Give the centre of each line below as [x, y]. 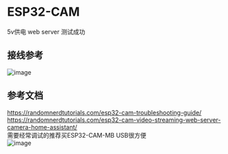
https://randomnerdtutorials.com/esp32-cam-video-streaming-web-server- [114, 120]
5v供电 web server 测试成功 [46, 31]
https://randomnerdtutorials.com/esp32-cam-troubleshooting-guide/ [104, 112]
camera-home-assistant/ [42, 127]
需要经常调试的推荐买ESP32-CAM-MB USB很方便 [77, 135]
